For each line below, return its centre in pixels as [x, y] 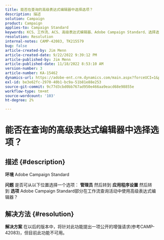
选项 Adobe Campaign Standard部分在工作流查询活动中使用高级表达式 [81, 191]
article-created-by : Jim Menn [36, 50]
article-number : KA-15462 [31, 73]
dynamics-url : [20, 78]
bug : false [16, 46]
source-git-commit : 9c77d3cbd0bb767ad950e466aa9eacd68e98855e [70, 87]
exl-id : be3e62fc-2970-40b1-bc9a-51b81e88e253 [53, 82]
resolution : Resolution [29, 37]
